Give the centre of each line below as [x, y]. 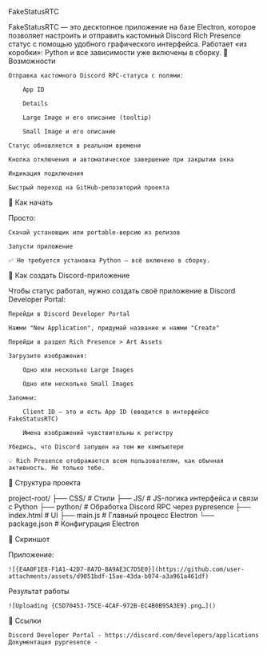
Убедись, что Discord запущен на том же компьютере [96, 447]
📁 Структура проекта [45, 483]
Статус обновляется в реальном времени [75, 146]
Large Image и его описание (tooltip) [87, 118]
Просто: [22, 218]
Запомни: [23, 398]
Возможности [32, 61]
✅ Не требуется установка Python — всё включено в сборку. [109, 261]
